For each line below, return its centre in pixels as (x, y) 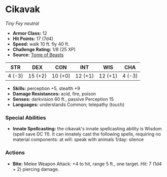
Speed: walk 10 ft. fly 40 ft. (41, 44)
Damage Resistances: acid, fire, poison (54, 94)
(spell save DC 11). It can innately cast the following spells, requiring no (87, 134)
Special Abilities (26, 118)
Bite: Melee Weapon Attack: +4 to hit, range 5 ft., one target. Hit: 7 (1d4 (87, 164)
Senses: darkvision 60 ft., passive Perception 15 (63, 99)
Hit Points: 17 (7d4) (33, 39)
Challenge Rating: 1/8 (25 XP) (44, 49)
